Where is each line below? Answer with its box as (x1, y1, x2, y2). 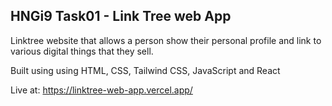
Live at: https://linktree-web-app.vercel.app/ (10, 84, 193, 96)
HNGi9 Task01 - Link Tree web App (10, 8, 232, 25)
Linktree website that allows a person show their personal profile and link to (10, 34, 322, 46)
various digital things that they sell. (10, 45, 154, 57)
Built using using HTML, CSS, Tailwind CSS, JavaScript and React (10, 64, 281, 76)
